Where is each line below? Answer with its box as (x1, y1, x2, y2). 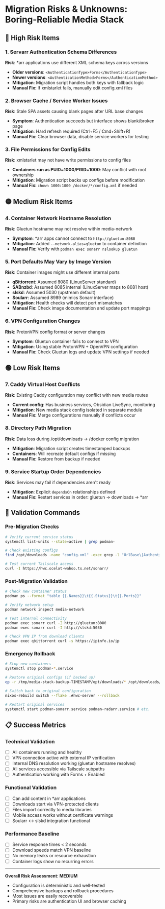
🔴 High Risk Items (5, 34, 60, 42)
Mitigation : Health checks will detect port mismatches (12, 300, 122, 306)
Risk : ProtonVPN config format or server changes (5, 329, 106, 335)
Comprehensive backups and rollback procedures (12, 887, 114, 894)
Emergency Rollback (5, 650, 55, 657)
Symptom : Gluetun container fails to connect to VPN (12, 338, 119, 344)
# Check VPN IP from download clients (5, 634, 84, 639)
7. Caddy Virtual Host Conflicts (5, 381, 80, 388)
